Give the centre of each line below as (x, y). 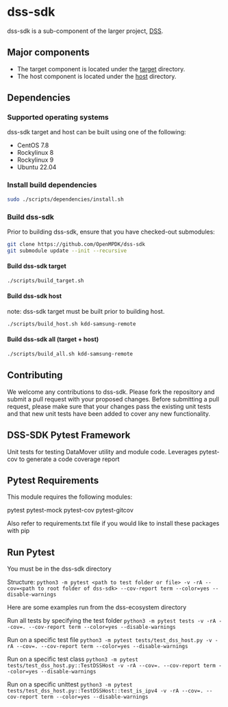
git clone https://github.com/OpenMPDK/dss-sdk (76, 244)
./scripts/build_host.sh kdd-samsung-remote (72, 324)
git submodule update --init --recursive (67, 251)
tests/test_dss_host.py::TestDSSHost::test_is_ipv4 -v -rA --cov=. (105, 691)
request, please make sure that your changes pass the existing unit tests (109, 406)
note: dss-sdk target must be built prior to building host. (86, 311)
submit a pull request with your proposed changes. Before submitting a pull (113, 399)
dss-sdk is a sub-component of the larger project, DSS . (85, 31)
